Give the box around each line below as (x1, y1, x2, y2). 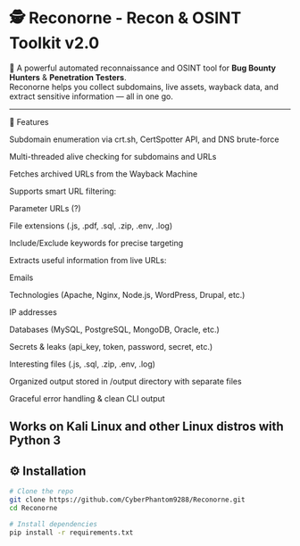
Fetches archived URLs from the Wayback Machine (9, 168, 198, 179)
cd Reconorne (9, 503, 58, 512)
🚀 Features (9, 116, 49, 127)
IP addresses (9, 306, 58, 318)
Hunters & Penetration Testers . (9, 71, 127, 82)
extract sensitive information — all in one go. (9, 91, 174, 102)
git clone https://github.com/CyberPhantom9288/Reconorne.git (9, 495, 246, 505)
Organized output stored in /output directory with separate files (9, 376, 243, 386)
